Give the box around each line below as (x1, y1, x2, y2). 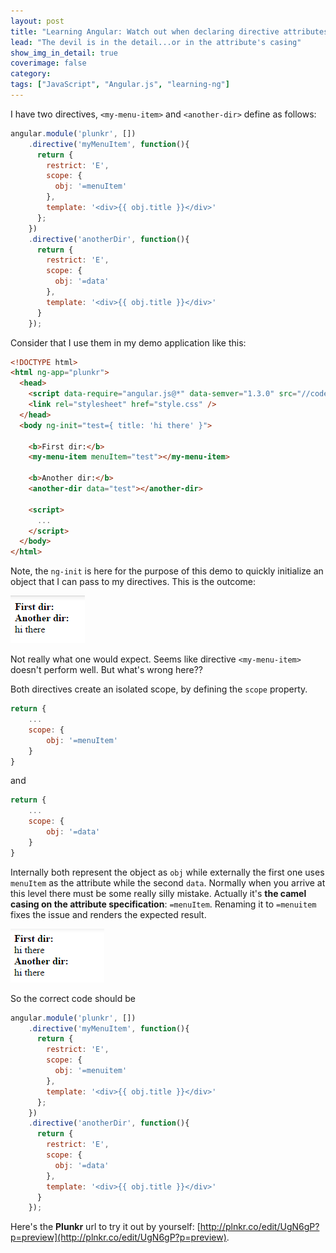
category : (10, 69, 52, 79)
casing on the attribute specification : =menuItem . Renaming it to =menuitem (10, 898, 317, 910)
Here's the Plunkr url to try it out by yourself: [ (10, 1221, 201, 1233)
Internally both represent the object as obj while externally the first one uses (10, 866, 325, 878)
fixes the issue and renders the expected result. (10, 908, 207, 920)
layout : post (10, 16, 65, 26)
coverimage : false (10, 58, 87, 69)
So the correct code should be (10, 992, 136, 1004)
